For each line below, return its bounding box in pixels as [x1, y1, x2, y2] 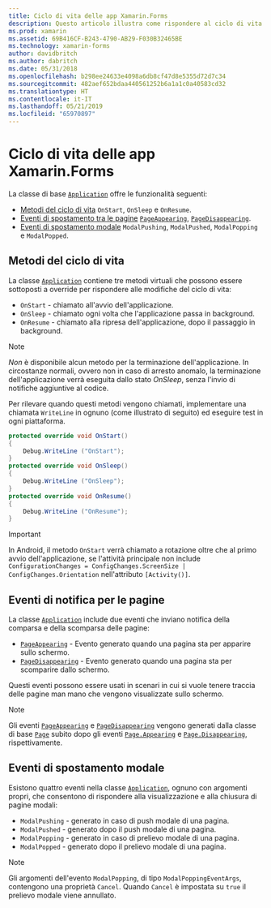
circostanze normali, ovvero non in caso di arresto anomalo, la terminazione [8, 366, 261, 376]
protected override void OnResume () [8, 492, 132, 500]
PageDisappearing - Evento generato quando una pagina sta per [19, 656, 232, 666]
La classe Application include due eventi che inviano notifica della [8, 614, 231, 625]
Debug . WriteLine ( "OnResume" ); [23, 507, 129, 515]
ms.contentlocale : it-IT [8, 95, 92, 103]
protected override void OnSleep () [8, 462, 129, 471]
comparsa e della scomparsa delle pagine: [8, 623, 150, 633]
